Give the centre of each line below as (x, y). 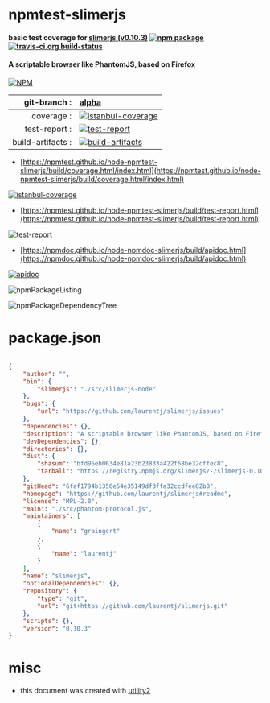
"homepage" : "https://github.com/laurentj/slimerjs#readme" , (127, 494)
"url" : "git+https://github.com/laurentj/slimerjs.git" (133, 606)
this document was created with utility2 (85, 691)
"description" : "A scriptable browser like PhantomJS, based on (133, 434)
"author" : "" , (46, 374)
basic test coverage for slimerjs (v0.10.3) (78, 37)
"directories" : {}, (55, 449)
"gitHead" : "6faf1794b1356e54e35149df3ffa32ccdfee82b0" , (120, 486)
